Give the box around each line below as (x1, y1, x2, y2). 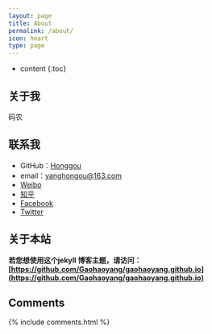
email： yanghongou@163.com (19, 171, 123, 180)
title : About (8, 19, 52, 27)
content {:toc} (19, 64, 67, 73)
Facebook (19, 198, 54, 208)
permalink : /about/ (8, 27, 74, 35)
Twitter (19, 207, 44, 216)
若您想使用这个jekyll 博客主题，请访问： (8, 255, 142, 265)
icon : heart (8, 34, 48, 43)
